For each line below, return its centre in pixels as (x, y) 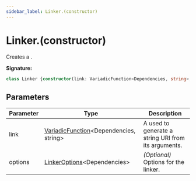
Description (165, 114)
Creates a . (19, 57)
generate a (158, 131)
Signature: (19, 68)
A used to (156, 124)
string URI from (164, 138)
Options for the (164, 162)
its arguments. (163, 145)
